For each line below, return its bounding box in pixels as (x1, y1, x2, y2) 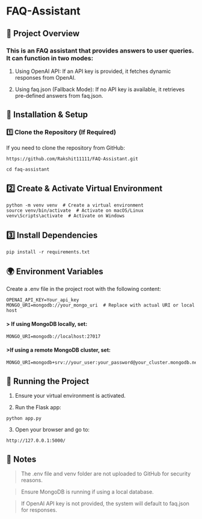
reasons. (20, 477, 43, 484)
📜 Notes (6, 454, 37, 464)
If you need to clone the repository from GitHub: (6, 144, 125, 151)
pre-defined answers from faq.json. (14, 92, 103, 99)
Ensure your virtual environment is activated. (14, 392, 126, 400)
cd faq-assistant (6, 166, 50, 173)
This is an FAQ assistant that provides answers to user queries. (6, 46, 194, 55)
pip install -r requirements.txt (6, 249, 90, 255)
